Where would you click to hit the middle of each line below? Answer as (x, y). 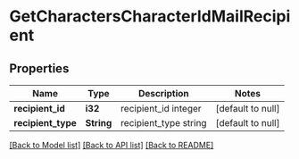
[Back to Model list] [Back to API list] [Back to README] (112, 145)
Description (163, 93)
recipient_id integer (161, 109)
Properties (39, 68)
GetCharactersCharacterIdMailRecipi (150, 17)
